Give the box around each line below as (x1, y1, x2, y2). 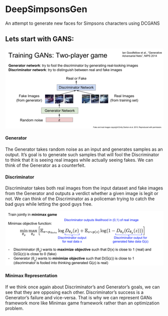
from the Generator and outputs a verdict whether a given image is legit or (5, 191, 159, 197)
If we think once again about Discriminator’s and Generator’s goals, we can (5, 284, 160, 290)
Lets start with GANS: (5, 35, 74, 43)
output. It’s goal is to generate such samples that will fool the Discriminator (5, 151, 159, 157)
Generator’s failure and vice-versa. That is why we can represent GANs (5, 294, 152, 300)
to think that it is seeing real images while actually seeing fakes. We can (5, 157, 153, 163)
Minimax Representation (5, 272, 58, 278)
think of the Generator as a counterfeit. (5, 162, 86, 168)
